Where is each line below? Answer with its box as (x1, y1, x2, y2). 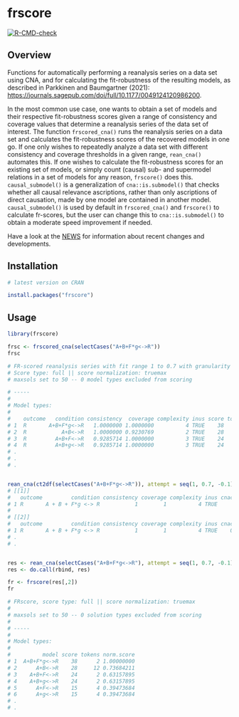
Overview (7, 49, 52, 61)
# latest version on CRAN (7, 279, 84, 286)
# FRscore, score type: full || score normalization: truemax (7, 598, 196, 606)
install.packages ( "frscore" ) (7, 292, 94, 299)
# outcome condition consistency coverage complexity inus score (7, 415, 224, 422)
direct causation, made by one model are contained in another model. (7, 195, 211, 204)
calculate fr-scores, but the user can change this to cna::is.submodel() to (7, 210, 224, 219)
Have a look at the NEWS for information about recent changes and (7, 231, 205, 240)
